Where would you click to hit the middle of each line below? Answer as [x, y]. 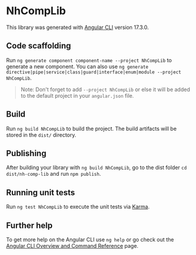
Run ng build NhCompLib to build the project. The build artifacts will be [91, 128]
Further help [30, 225]
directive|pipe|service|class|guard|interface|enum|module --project [94, 72]
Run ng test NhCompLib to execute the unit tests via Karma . [78, 207]
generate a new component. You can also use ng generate [77, 66]
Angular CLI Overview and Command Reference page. [72, 246]
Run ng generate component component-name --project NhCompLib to [89, 60]
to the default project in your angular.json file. [77, 95]
